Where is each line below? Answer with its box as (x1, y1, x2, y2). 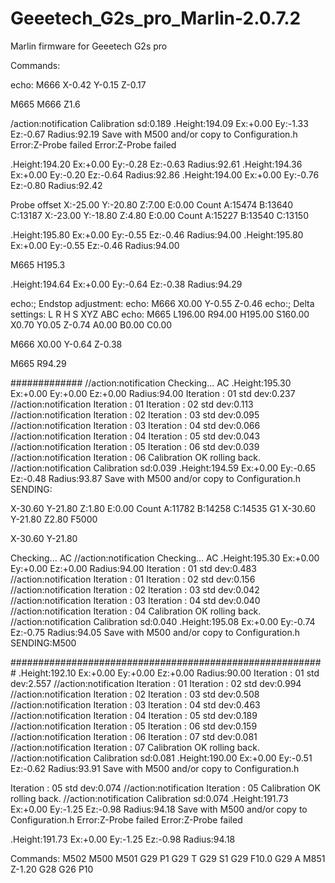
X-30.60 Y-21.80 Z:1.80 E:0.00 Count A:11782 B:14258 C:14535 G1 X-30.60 (10, 502, 317, 514)
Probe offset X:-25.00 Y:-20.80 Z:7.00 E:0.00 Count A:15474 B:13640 (10, 198, 294, 211)
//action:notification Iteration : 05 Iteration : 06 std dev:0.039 (10, 440, 260, 452)
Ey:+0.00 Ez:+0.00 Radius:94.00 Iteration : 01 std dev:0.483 (10, 562, 257, 574)
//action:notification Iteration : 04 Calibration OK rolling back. (10, 605, 262, 617)
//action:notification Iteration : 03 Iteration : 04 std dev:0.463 (10, 698, 261, 711)
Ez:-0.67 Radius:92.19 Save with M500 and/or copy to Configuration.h (10, 128, 298, 140)
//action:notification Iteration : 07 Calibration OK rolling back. (10, 741, 260, 753)
